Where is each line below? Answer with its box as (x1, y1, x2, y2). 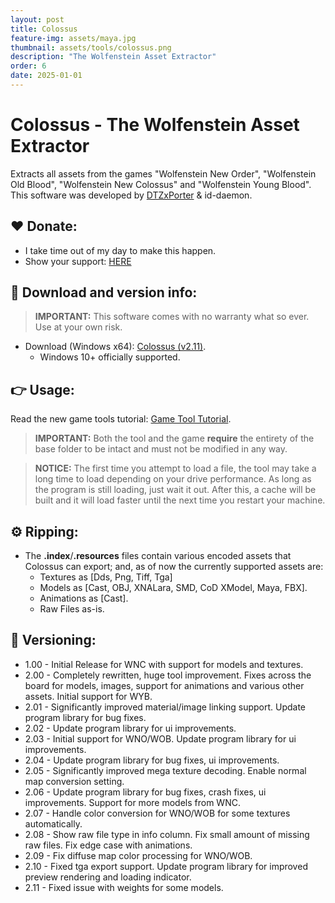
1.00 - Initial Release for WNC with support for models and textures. (24, 658, 304, 670)
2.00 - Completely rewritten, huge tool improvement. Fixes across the (24, 669, 312, 681)
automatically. (24, 817, 83, 830)
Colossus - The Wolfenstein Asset (10, 114, 300, 136)
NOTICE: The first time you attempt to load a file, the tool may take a (34, 462, 317, 475)
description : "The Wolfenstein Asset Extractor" (10, 52, 217, 62)
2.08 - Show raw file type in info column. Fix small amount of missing (24, 828, 310, 840)
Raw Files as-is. (39, 603, 105, 615)
